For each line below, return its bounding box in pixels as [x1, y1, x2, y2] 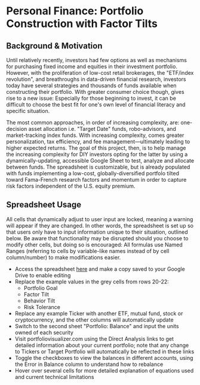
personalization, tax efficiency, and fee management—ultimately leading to [6, 138, 190, 145]
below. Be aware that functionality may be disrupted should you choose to [6, 234, 189, 242]
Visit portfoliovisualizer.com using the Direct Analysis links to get [14, 335, 174, 342]
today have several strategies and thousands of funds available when [6, 82, 177, 89]
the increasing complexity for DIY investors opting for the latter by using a [6, 151, 188, 158]
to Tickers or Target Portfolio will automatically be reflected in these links [14, 348, 195, 355]
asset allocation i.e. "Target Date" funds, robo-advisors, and [28, 126, 176, 132]
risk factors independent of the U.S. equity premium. [6, 182, 136, 190]
